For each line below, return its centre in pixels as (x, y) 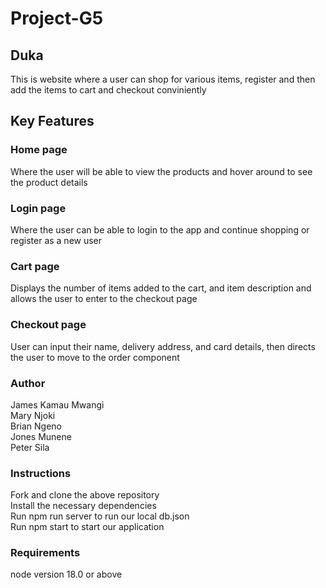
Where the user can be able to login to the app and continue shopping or (160, 229)
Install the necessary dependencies (83, 506)
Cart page (35, 266)
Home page (39, 150)
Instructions (41, 473)
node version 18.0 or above (66, 574)
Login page (38, 208)
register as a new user (56, 240)
